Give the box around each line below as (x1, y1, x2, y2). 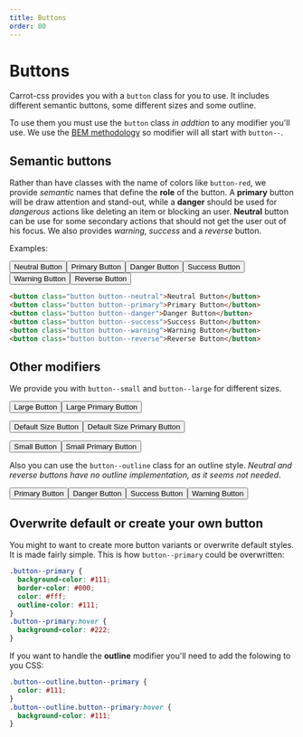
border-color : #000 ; (17, 583, 95, 592)
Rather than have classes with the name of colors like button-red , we (9, 177, 267, 188)
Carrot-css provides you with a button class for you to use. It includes (9, 90, 270, 101)
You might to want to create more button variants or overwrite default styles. (9, 540, 294, 551)
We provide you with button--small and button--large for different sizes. (9, 383, 282, 394)
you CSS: (9, 660, 44, 670)
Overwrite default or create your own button (9, 515, 264, 531)
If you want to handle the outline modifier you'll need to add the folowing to (9, 650, 291, 661)
